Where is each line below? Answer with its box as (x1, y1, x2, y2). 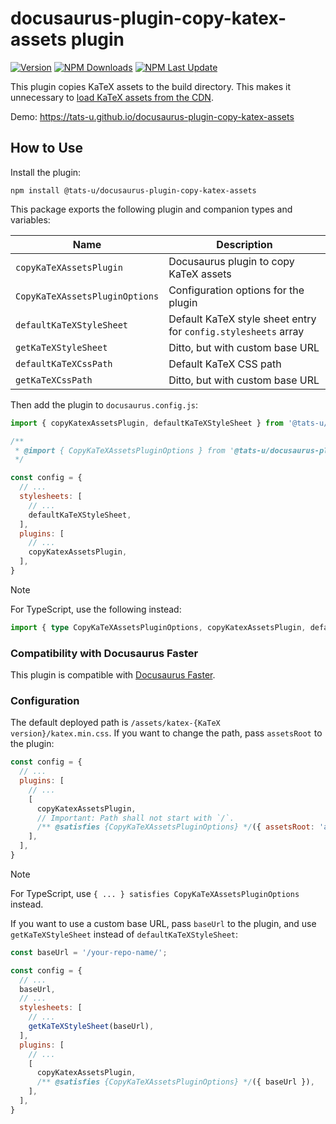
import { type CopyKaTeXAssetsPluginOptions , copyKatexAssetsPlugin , (10, 622, 307, 632)
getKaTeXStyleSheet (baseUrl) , (28, 1022, 155, 1032)
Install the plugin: (10, 166, 82, 178)
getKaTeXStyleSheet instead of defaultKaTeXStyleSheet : (10, 928, 239, 940)
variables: (10, 213, 51, 226)
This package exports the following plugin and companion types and (10, 203, 293, 215)
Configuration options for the (168, 283, 305, 297)
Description (216, 237, 273, 251)
